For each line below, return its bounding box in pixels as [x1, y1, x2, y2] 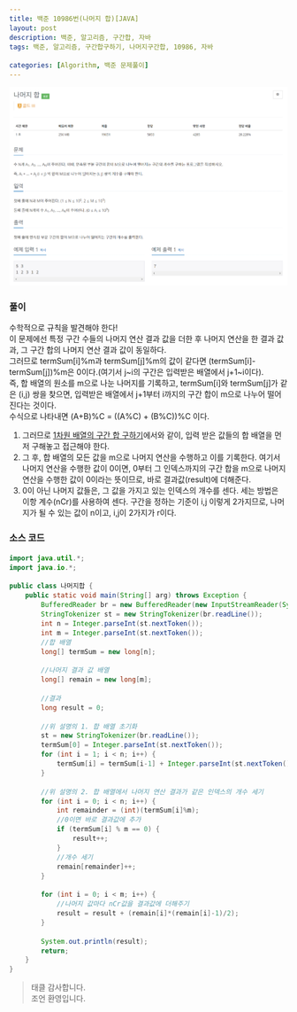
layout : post [9, 23, 57, 33]
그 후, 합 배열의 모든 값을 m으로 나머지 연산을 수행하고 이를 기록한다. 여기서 [21, 452, 281, 463]
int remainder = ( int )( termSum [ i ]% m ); [56, 806, 200, 815]
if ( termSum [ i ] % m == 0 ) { [56, 825, 161, 834]
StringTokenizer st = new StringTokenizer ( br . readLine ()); [41, 610, 263, 619]
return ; [41, 946, 69, 955]
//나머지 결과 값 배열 [41, 666, 110, 675]
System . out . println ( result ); [41, 937, 148, 946]
